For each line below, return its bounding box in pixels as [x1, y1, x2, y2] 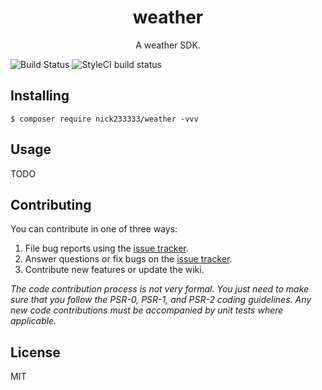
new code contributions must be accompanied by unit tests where [10, 304, 284, 316]
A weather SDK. [135, 39, 201, 51]
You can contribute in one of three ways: [10, 223, 178, 235]
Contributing [10, 196, 92, 213]
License [10, 344, 61, 361]
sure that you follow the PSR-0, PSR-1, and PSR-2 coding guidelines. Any [10, 294, 312, 306]
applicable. [10, 315, 57, 327]
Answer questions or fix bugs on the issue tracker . [24, 253, 233, 265]
